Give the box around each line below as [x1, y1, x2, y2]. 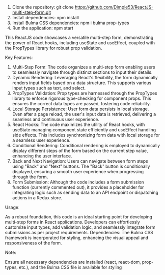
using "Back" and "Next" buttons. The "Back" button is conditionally [12, 163, 150, 169]
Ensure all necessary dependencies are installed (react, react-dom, [5, 259, 141, 265]
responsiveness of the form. [5, 240, 62, 245]
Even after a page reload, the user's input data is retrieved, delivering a [12, 111, 156, 117]
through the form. [12, 174, 48, 180]
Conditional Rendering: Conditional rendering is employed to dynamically [12, 143, 160, 148]
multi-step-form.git [12, 9, 51, 15]
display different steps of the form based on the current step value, [12, 148, 148, 153]
